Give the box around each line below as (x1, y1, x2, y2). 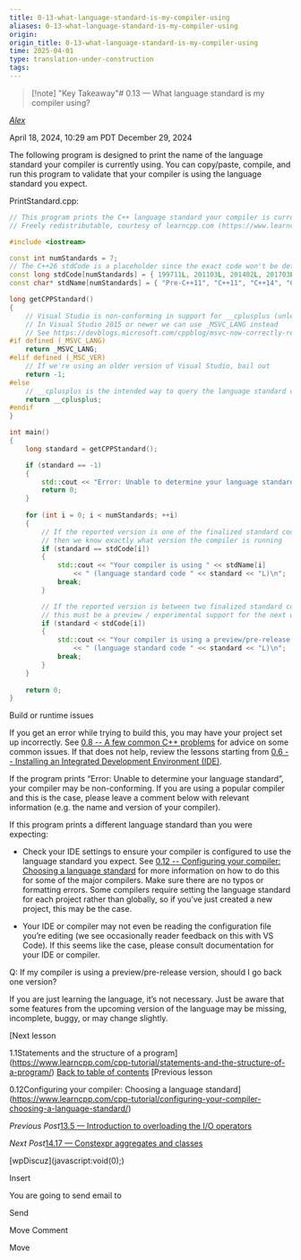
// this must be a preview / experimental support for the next (41, 610, 287, 619)
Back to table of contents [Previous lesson (56, 1067, 213, 1078)
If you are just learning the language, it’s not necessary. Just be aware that (9, 993, 285, 1005)
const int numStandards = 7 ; (9, 253, 118, 263)
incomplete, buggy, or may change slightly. (9, 1013, 168, 1024)
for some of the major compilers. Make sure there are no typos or (21, 875, 264, 886)
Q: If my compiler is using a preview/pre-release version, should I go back (9, 967, 282, 978)
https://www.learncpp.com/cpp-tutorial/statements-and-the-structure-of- (12, 1057, 286, 1068)
